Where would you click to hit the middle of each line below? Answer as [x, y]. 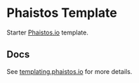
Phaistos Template [62, 13]
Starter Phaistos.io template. [47, 32]
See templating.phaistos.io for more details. [69, 71]
